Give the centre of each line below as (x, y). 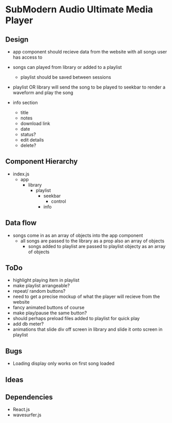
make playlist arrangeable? (41, 286)
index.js (21, 174)
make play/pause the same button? (50, 313)
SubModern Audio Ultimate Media (79, 10)
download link (35, 124)
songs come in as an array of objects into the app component (78, 235)
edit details (32, 140)
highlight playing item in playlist (46, 280)
